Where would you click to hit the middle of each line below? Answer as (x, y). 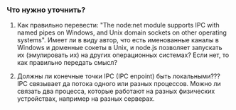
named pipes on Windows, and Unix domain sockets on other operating (122, 32)
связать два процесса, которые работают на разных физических (116, 91)
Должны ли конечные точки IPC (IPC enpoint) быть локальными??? (119, 76)
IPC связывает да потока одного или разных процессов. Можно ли (119, 84)
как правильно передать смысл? (67, 63)
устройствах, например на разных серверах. (86, 99)
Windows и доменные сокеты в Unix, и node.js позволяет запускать (119, 48)
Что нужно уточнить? (46, 10)
